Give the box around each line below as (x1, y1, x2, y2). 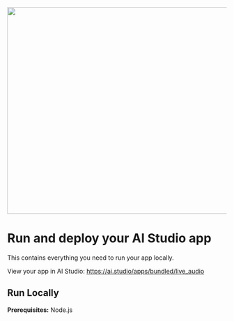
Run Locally (7, 287, 59, 299)
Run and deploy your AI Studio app (7, 230, 212, 246)
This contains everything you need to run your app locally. (7, 253, 174, 262)
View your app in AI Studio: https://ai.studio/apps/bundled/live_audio (7, 267, 205, 275)
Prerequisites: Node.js (7, 306, 73, 314)
